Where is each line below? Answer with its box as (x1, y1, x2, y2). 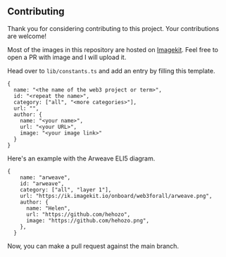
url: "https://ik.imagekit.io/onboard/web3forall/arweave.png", (20, 192, 213, 199)
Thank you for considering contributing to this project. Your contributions (7, 24, 220, 32)
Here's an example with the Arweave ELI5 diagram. (7, 154, 156, 163)
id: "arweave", (20, 180, 65, 187)
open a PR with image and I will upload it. (7, 53, 127, 61)
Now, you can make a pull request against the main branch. (7, 242, 180, 250)
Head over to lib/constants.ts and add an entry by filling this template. (7, 66, 215, 75)
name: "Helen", (25, 204, 71, 212)
